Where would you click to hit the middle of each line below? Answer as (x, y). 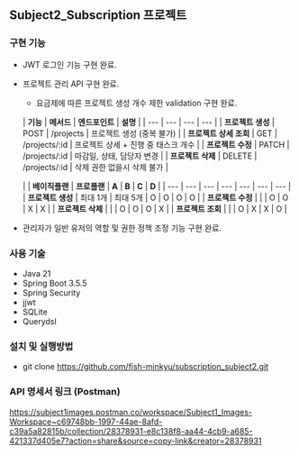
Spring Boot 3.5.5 (54, 283)
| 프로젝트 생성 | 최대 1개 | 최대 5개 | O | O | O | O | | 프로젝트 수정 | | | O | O (155, 197)
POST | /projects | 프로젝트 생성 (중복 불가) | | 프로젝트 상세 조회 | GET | (149, 133)
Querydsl (39, 321)
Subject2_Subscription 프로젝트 (98, 15)
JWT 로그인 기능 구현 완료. (69, 64)
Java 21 (36, 273)
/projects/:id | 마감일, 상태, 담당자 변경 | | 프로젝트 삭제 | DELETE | (140, 156)
